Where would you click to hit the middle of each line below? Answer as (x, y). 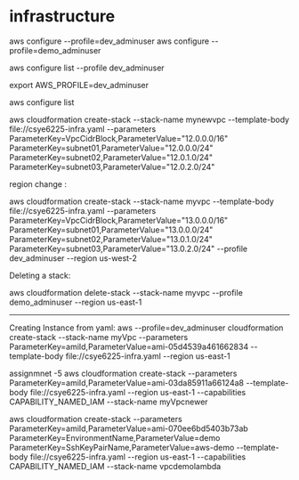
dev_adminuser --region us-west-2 (73, 258)
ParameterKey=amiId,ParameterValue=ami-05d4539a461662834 (129, 346)
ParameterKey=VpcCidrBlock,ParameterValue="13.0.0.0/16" (119, 220)
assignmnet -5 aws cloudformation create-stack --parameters (123, 373)
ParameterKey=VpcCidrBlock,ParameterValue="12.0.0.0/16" (119, 138)
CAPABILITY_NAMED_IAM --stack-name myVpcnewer (109, 402)
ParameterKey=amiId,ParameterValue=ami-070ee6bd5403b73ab (129, 428)
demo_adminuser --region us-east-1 (76, 302)
